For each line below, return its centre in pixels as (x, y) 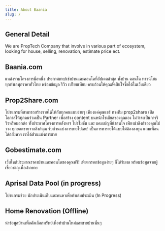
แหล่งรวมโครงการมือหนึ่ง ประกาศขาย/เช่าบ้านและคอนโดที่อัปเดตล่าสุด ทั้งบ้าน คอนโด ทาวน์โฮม (81, 79)
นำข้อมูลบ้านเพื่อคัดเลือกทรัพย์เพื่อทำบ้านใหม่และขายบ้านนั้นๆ (53, 223)
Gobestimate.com (33, 150)
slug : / (13, 14)
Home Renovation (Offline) (47, 211)
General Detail (28, 34)
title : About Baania (26, 10)
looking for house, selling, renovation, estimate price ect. (63, 51)
